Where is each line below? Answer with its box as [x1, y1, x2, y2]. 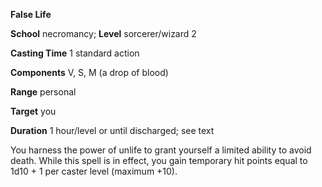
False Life [10, 9, 52, 20]
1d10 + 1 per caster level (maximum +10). [10, 165, 178, 177]
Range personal [10, 86, 77, 98]
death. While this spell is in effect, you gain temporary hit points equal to [10, 155, 308, 166]
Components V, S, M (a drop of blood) [10, 67, 169, 78]
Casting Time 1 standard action [10, 47, 140, 59]
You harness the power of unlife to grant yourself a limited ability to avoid [10, 144, 312, 156]
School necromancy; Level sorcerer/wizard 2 [10, 28, 197, 39]
